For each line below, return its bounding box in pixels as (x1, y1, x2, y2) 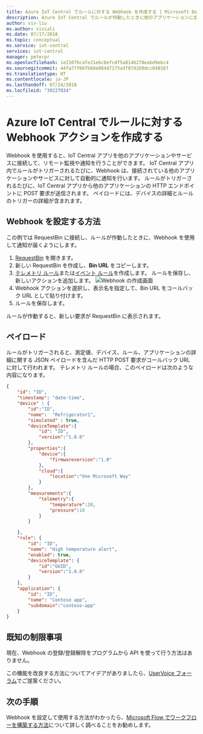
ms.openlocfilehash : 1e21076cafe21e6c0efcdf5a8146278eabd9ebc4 (6, 59, 169, 65)
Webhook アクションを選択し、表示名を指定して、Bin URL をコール (14, 284, 183, 291)
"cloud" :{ (38, 468, 63, 474)
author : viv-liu (6, 20, 47, 26)
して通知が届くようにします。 (6, 241, 80, 248)
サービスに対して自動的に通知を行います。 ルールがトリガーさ (37, 174, 192, 181)
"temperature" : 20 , (49, 501, 96, 508)
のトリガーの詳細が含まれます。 (6, 197, 86, 204)
